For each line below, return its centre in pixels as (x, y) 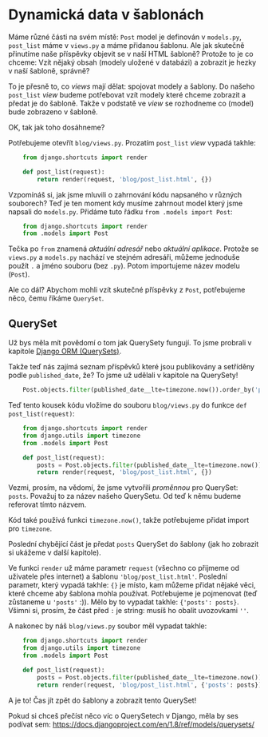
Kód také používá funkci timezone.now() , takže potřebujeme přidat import (129, 520)
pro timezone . (30, 528)
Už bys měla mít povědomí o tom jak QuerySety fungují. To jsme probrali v (130, 343)
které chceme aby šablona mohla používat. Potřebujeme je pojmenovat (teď (133, 594)
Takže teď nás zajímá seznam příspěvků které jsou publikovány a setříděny (132, 367)
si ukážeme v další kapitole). (55, 552)
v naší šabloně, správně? (49, 70)
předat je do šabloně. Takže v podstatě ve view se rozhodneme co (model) (131, 103)
